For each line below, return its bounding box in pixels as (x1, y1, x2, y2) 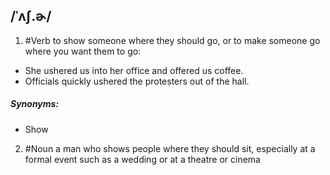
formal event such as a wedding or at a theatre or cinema (24, 153, 261, 165)
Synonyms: (10, 98, 60, 110)
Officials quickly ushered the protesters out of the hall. (24, 75, 250, 87)
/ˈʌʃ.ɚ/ (10, 8, 52, 25)
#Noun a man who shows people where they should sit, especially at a (24, 142, 316, 154)
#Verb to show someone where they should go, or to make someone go (24, 34, 321, 46)
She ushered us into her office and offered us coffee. (24, 64, 244, 76)
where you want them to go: (24, 45, 142, 57)
